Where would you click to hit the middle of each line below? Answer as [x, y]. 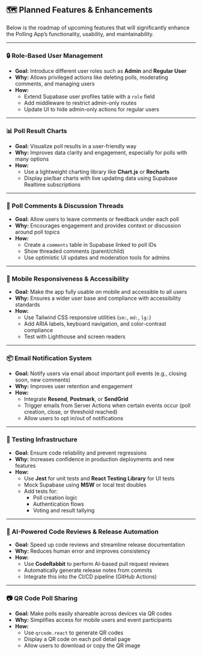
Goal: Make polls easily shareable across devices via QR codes [93, 613]
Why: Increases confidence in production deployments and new [94, 459]
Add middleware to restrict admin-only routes [80, 103]
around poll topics [37, 232]
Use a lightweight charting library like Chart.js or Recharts [96, 172]
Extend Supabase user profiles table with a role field [89, 97]
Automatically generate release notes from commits [88, 570]
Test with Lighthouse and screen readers [75, 337]
